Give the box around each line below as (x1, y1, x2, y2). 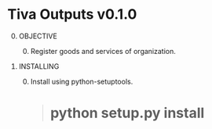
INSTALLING (18, 61, 60, 71)
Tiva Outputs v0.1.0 (7, 5, 137, 23)
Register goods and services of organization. (30, 46, 176, 56)
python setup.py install (49, 104, 205, 122)
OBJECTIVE (18, 31, 58, 41)
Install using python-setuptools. (30, 77, 133, 86)
